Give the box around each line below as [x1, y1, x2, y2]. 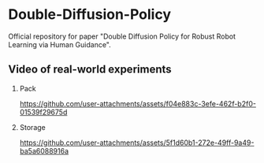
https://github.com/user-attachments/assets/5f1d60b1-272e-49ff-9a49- [19, 138, 255, 147]
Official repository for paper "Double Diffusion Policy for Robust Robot [8, 31, 236, 41]
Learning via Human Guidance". [8, 39, 112, 49]
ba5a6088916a [19, 146, 69, 155]
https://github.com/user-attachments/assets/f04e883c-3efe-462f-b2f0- [19, 98, 256, 108]
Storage [19, 122, 46, 132]
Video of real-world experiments [8, 63, 172, 76]
